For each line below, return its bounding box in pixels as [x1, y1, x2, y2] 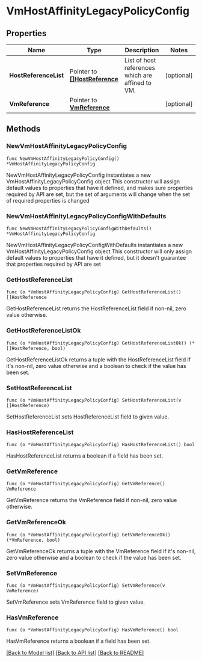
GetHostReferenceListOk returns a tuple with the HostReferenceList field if [6, 356, 191, 363]
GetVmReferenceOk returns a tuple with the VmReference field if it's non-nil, [6, 547, 196, 554]
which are [124, 71, 152, 79]
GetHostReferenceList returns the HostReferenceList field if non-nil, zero [6, 305, 186, 312]
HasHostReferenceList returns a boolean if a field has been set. [6, 452, 164, 459]
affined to [124, 79, 152, 87]
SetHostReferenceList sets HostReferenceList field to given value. [6, 413, 170, 420]
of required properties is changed [6, 197, 90, 204]
